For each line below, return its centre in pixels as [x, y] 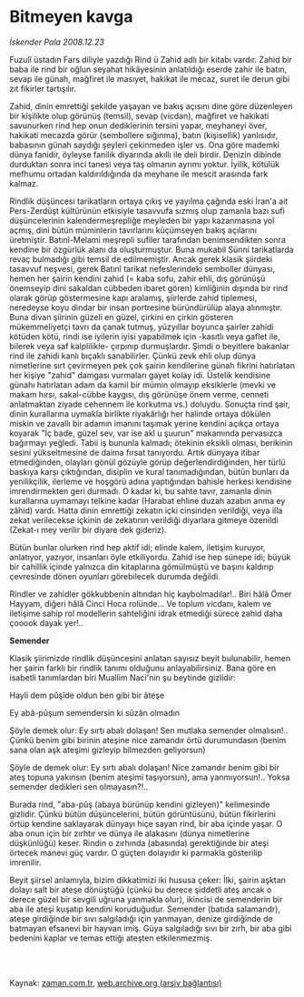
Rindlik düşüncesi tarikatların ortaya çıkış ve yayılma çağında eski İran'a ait [149, 201]
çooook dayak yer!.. [46, 623]
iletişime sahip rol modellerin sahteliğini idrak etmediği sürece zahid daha [146, 613]
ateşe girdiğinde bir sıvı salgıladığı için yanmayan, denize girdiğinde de [142, 918]
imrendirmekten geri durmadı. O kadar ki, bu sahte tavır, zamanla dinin [141, 491]
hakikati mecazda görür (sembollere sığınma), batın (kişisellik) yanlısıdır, [144, 135]
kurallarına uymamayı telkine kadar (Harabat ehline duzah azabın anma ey [147, 500]
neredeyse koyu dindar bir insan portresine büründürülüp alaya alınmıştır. [146, 307]
